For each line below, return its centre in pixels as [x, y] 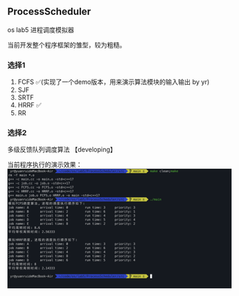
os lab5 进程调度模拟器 [41, 30]
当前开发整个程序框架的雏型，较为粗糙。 [67, 45]
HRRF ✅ [30, 105]
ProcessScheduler [49, 12]
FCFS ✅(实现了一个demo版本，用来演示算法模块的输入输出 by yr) [113, 82]
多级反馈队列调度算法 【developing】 [62, 149]
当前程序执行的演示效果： [45, 165]
